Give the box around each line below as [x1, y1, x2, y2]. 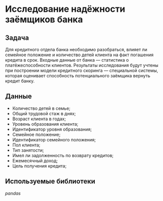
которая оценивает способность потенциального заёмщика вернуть [5, 73, 151, 78]
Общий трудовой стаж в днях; [12, 110, 76, 116]
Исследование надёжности [5, 3, 125, 15]
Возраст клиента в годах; [12, 116, 66, 122]
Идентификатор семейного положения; [12, 136, 96, 142]
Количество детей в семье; [12, 105, 71, 111]
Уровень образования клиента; [12, 121, 79, 127]
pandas [5, 190, 21, 196]
